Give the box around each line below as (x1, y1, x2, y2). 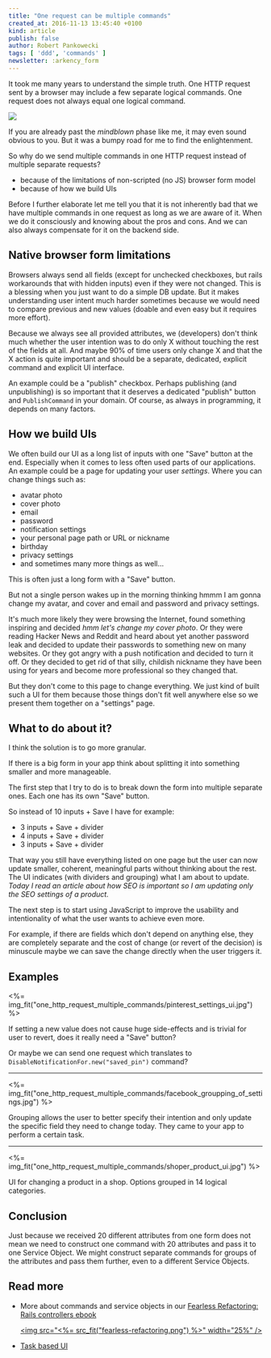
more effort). (8, 312, 51, 323)
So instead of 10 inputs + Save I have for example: (8, 807, 175, 817)
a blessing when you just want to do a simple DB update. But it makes (8, 287, 240, 297)
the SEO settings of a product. (8, 889, 109, 899)
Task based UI (19, 1340, 69, 1351)
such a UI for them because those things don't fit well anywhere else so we (8, 689, 259, 699)
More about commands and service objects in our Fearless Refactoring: (19, 1301, 259, 1310)
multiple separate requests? (8, 159, 101, 169)
